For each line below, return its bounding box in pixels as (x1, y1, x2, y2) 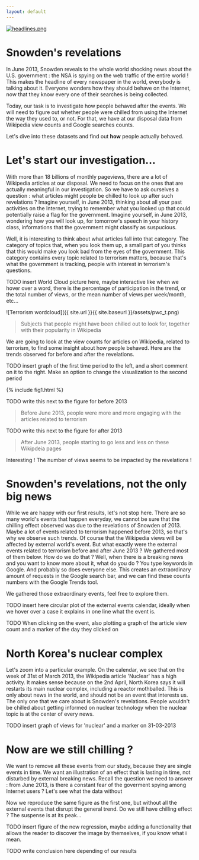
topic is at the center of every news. (6, 710, 94, 717)
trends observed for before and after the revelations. (6, 350, 134, 358)
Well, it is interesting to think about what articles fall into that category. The (6, 235, 189, 242)
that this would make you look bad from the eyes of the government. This (6, 248, 185, 255)
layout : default (6, 8, 46, 15)
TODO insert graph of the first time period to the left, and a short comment (6, 362, 188, 369)
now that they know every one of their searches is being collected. (6, 90, 169, 98)
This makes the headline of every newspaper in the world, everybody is (6, 78, 181, 85)
